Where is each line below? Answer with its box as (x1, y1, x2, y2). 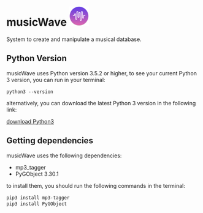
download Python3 (6, 118, 54, 125)
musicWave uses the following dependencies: (6, 152, 122, 159)
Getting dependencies (6, 135, 94, 146)
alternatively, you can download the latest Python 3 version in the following (6, 99, 196, 106)
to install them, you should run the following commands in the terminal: (6, 182, 186, 189)
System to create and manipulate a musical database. (6, 35, 142, 43)
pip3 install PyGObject (6, 201, 67, 207)
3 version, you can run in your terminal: (6, 76, 105, 83)
